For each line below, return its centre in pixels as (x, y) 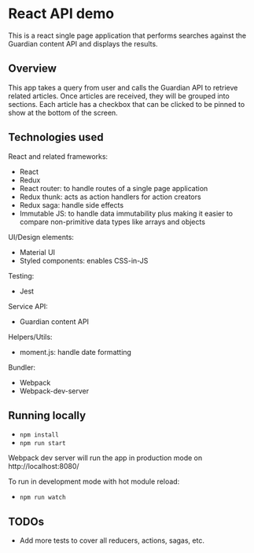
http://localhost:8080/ (44, 466)
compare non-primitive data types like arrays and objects (112, 222)
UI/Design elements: (41, 237)
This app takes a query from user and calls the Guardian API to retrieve (123, 87)
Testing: (21, 275)
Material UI (37, 252)
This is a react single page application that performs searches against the (127, 35)
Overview (33, 69)
